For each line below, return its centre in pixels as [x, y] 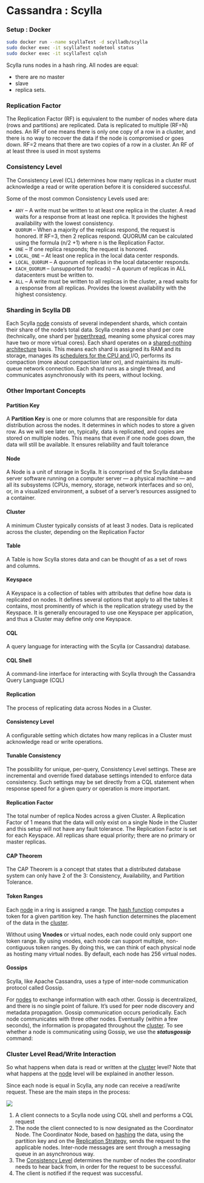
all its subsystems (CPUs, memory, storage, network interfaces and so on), [100, 485]
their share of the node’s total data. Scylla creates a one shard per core [95, 330]
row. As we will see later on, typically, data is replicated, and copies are [95, 432]
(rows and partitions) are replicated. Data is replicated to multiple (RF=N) [97, 125]
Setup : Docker [29, 30]
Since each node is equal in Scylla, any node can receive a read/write [93, 1086]
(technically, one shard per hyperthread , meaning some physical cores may [101, 336]
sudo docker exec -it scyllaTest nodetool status [70, 48]
